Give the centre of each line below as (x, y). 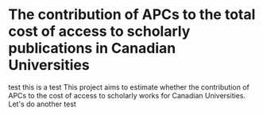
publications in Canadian (92, 48)
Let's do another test (43, 104)
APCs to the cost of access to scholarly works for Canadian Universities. (127, 95)
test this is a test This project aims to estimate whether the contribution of (129, 87)
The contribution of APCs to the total (132, 15)
